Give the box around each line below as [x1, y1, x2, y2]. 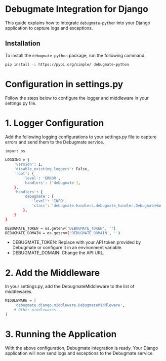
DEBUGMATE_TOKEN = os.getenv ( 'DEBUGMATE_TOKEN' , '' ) [5, 226, 116, 231]
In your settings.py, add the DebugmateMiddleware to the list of [5, 284, 135, 289]
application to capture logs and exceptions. [5, 25, 93, 31]
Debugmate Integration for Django [5, 3, 148, 15]
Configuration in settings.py [5, 78, 124, 90]
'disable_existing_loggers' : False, [14, 167, 90, 172]
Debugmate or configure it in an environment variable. [12, 245, 123, 251]
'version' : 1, [14, 162, 43, 167]
